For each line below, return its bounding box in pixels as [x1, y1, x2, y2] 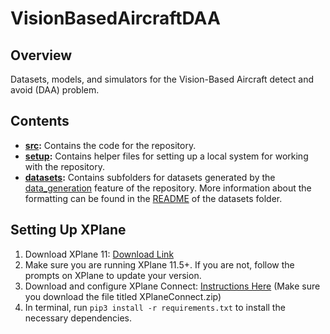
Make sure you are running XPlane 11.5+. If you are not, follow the [24, 258, 295, 271]
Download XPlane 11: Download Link [24, 248, 175, 260]
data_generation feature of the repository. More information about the [24, 182, 312, 194]
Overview [10, 47, 73, 64]
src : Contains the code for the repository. [24, 139, 197, 151]
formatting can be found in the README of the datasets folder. [24, 192, 283, 204]
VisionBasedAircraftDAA [10, 7, 221, 30]
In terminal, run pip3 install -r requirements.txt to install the [24, 301, 286, 313]
